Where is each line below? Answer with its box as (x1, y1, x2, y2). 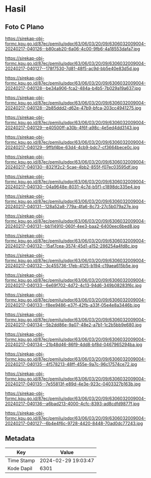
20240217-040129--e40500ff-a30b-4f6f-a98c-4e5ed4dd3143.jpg (5, 125, 139, 131)
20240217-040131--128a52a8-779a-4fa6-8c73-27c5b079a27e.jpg (5, 204, 138, 209)
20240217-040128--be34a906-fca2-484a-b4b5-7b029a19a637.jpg (5, 85, 141, 91)
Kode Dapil (7, 465, 33, 472)
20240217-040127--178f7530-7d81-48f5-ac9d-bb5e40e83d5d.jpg (5, 66, 139, 71)
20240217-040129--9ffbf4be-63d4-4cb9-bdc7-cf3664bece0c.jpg (5, 145, 140, 150)
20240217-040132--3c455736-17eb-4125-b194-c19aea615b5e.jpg (5, 263, 138, 268)
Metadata (5, 434, 35, 443)
